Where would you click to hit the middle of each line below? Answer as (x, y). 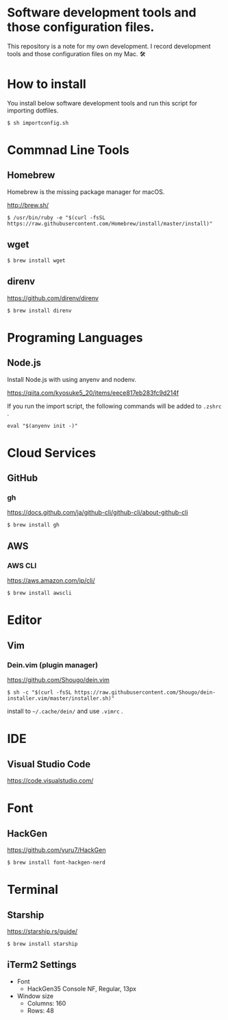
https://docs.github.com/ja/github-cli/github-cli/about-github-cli (98, 513)
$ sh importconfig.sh (38, 123)
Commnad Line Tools (68, 150)
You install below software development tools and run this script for (102, 103)
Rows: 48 (41, 1010)
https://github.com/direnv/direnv (53, 298)
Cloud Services (52, 453)
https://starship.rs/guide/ (42, 931)
